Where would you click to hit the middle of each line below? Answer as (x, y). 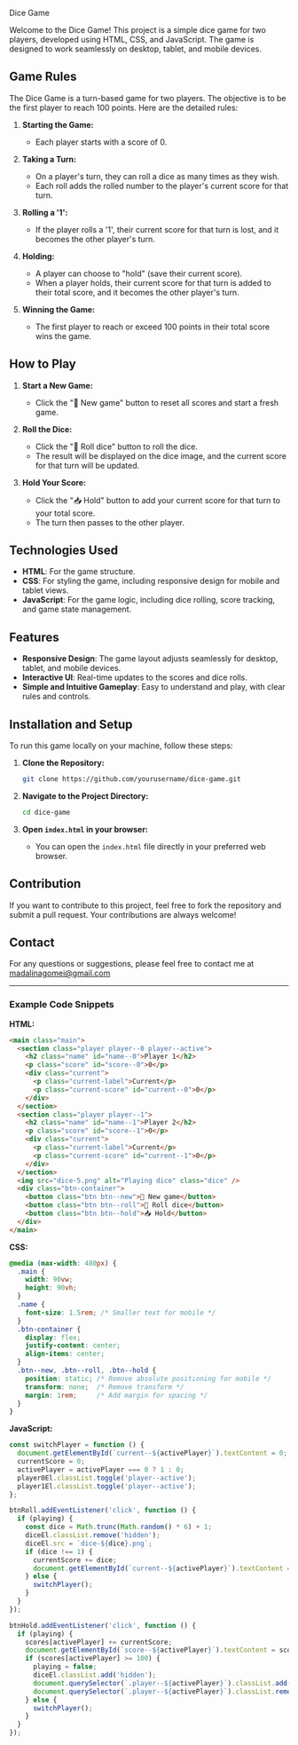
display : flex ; (53, 1338)
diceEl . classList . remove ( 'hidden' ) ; (93, 1536)
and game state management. (77, 609)
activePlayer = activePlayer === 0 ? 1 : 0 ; (101, 1469)
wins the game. (63, 336)
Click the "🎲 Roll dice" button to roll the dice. (116, 446)
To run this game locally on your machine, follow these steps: (121, 746)
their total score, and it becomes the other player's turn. (137, 292)
